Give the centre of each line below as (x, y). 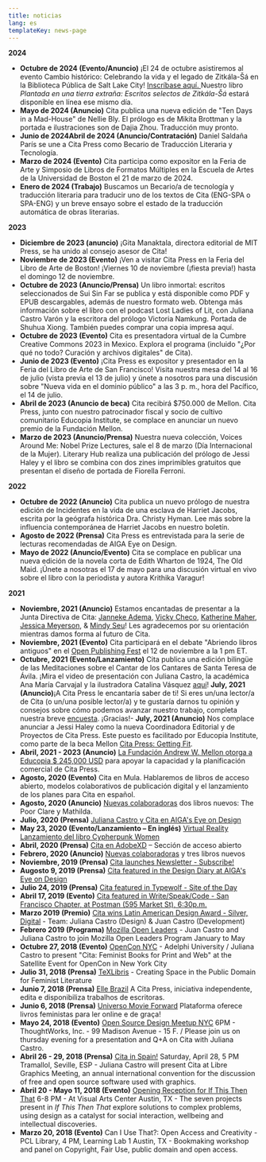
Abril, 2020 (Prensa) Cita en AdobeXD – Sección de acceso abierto (131, 845)
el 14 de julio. (41, 395)
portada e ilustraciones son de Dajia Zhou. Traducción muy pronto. (129, 127)
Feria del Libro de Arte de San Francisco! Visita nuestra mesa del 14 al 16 (139, 370)
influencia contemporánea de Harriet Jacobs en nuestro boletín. (125, 527)
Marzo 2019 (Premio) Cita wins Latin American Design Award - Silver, (134, 913)
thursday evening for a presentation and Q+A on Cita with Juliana (127, 1040)
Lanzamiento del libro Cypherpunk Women (90, 837)
